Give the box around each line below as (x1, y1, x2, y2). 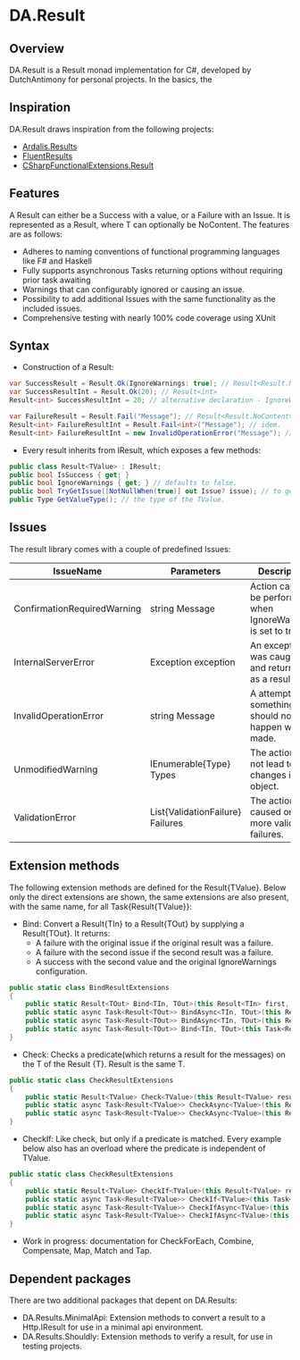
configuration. (35, 966, 87, 977)
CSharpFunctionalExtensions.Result (21, 160, 154, 171)
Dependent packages (9, 1271, 131, 1287)
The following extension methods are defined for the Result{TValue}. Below (9, 882, 287, 893)
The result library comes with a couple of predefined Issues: (9, 543, 231, 554)
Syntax (9, 339, 50, 354)
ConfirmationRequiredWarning (13, 602, 142, 615)
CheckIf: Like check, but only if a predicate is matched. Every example (21, 1134, 282, 1145)
